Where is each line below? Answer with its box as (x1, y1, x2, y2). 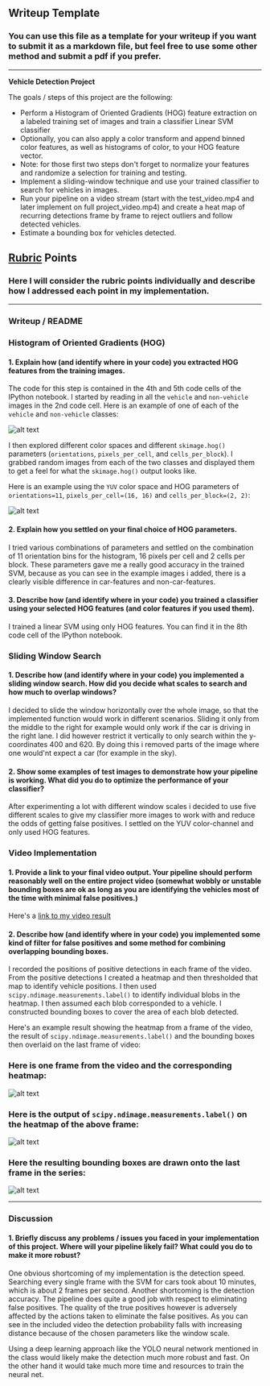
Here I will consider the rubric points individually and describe (8, 276, 256, 286)
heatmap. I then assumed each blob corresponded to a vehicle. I (8, 998, 222, 1008)
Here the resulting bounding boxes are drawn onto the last (8, 1157, 240, 1168)
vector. (19, 151, 43, 160)
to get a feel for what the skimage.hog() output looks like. (8, 467, 197, 476)
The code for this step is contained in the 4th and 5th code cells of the (8, 384, 242, 393)
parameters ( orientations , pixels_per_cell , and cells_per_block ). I (8, 449, 233, 459)
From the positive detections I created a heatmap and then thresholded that (8, 973, 259, 982)
